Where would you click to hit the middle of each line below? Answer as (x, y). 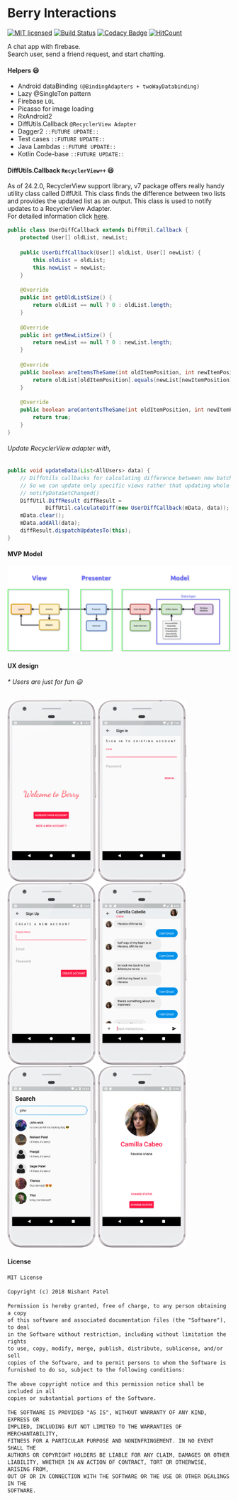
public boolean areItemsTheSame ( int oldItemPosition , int (107, 372)
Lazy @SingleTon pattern (54, 94)
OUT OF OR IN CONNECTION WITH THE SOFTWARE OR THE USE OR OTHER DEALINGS (119, 1476)
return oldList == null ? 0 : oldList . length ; (103, 305)
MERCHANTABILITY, (33, 1434)
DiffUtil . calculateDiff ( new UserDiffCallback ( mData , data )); (137, 508)
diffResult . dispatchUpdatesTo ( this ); (76, 531)
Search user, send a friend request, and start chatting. (86, 54)
